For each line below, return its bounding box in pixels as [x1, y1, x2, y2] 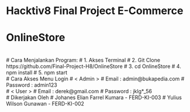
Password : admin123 [6, 82, 57, 89]
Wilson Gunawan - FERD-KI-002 [6, 100, 85, 107]
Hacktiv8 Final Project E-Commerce [6, 4, 184, 18]
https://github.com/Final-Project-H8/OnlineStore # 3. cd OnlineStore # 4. [6, 63, 181, 70]
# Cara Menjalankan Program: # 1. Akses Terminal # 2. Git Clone [6, 57, 161, 64]
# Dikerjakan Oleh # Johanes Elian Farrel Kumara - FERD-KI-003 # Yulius [6, 94, 182, 101]
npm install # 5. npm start [6, 69, 68, 76]
